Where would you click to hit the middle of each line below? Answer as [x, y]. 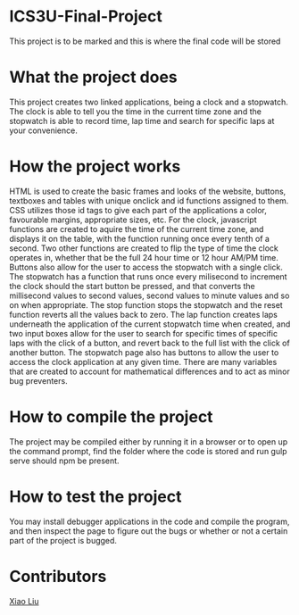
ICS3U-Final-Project [86, 17]
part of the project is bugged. [63, 540]
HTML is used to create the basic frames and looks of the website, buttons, [148, 191]
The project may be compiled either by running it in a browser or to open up [149, 441]
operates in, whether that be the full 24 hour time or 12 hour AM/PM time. [144, 257]
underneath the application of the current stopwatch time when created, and [150, 324]
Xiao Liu [24, 601]
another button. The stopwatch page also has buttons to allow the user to [144, 352]
